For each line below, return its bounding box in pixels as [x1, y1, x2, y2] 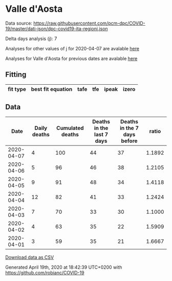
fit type [8, 85, 27, 92]
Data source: [5, 20, 32, 26]
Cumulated [56, 124, 84, 132]
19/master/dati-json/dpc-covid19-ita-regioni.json [5, 25, 109, 31]
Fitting [5, 70, 27, 79]
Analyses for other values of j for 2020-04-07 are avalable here [5, 45, 140, 51]
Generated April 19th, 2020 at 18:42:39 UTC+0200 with [5, 264, 122, 270]
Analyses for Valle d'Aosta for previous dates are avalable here [5, 55, 138, 62]
